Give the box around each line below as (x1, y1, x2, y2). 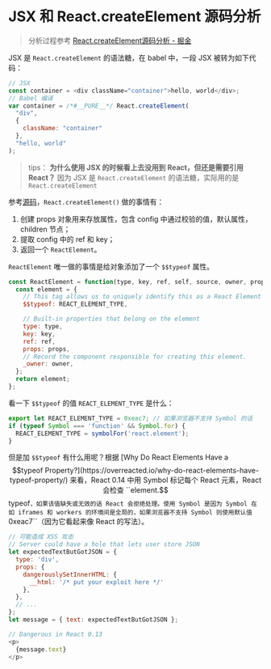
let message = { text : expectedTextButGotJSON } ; (8, 616, 179, 624)
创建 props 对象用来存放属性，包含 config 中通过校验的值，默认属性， (19, 214, 252, 223)
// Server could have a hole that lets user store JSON (8, 540, 200, 548)
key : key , (23, 329, 56, 338)
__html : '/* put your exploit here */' (29, 578, 164, 586)
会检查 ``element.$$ (102, 485, 169, 495)
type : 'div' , (15, 556, 60, 564)
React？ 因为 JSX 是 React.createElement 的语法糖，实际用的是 (27, 172, 240, 182)
